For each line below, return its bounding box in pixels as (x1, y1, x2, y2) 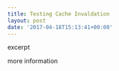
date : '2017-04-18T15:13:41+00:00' (7, 23, 113, 31)
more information (7, 57, 58, 65)
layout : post (7, 17, 46, 24)
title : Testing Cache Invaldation (7, 10, 110, 18)
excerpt (7, 43, 30, 52)
